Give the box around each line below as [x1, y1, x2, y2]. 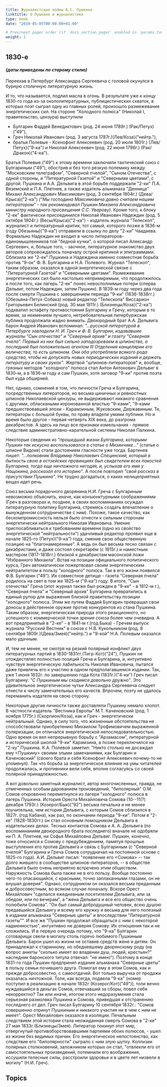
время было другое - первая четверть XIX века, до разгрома [5, 416, 136, 422]
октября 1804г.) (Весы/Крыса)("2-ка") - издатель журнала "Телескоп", [5, 217, 156, 223]
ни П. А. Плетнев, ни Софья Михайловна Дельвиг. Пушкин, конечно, [5, 833, 151, 839]
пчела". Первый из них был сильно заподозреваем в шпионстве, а [5, 338, 148, 344]
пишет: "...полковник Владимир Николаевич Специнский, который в [5, 452, 151, 458]
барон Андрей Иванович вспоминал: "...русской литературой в [5, 323, 140, 329]
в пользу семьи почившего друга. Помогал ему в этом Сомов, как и [5, 965, 151, 971]
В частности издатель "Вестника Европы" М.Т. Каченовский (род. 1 [5, 707, 149, 714]
